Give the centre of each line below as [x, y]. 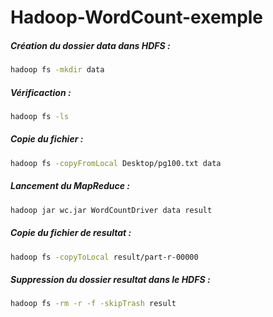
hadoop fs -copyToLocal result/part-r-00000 [104, 257]
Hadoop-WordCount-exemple [137, 17]
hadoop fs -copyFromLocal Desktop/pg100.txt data [116, 163]
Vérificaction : [41, 92]
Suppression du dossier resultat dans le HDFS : [110, 279]
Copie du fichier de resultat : [71, 233]
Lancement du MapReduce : [70, 186]
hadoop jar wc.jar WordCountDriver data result [111, 210]
